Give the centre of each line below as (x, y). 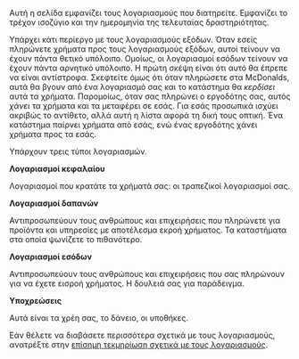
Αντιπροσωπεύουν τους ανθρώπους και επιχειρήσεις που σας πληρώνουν (147, 274)
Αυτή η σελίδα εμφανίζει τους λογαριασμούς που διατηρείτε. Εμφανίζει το (149, 13)
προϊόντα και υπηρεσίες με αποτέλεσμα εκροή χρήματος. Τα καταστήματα (148, 230)
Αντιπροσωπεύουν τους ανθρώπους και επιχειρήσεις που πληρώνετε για (145, 220)
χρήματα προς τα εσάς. (53, 134)
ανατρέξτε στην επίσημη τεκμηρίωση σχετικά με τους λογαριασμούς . (139, 345)
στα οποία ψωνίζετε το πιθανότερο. (76, 239)
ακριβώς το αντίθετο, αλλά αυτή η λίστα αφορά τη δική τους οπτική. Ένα (146, 115)
